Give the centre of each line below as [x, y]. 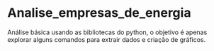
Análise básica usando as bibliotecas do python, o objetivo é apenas [107, 32]
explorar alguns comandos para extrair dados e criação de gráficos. [107, 39]
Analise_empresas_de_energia [99, 13]
